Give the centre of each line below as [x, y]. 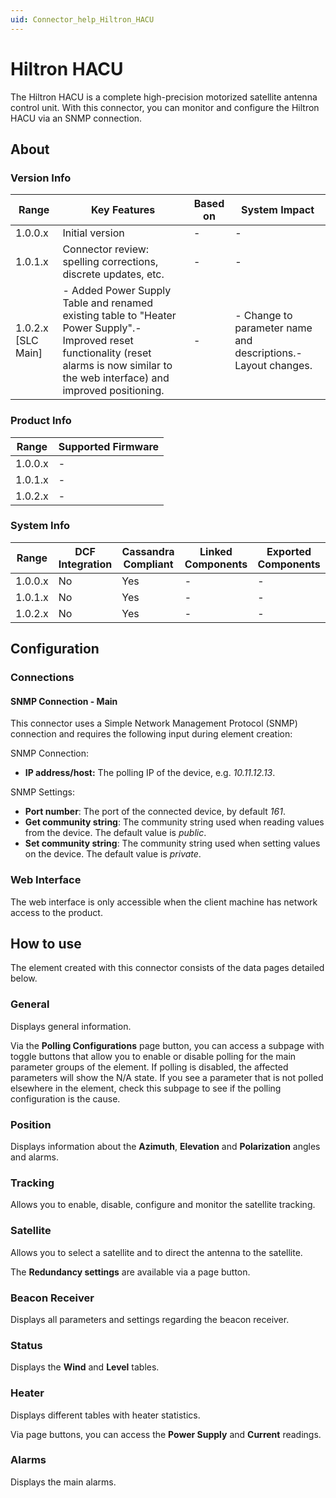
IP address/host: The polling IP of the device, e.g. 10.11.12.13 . [150, 773]
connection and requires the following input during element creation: [151, 734]
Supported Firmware [109, 446]
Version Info [41, 178]
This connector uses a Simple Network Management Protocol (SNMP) [154, 723]
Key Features [123, 210]
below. [24, 978]
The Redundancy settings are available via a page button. [130, 1272]
